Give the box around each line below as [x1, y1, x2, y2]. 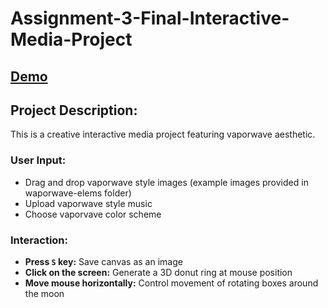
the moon [24, 287, 65, 299]
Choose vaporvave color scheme [24, 208, 162, 220]
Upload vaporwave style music [24, 197, 153, 209]
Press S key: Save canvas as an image [24, 255, 183, 267]
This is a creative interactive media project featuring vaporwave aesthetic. [10, 128, 316, 141]
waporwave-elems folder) [24, 187, 132, 199]
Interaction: [10, 233, 69, 247]
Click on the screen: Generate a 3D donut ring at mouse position [24, 266, 293, 278]
